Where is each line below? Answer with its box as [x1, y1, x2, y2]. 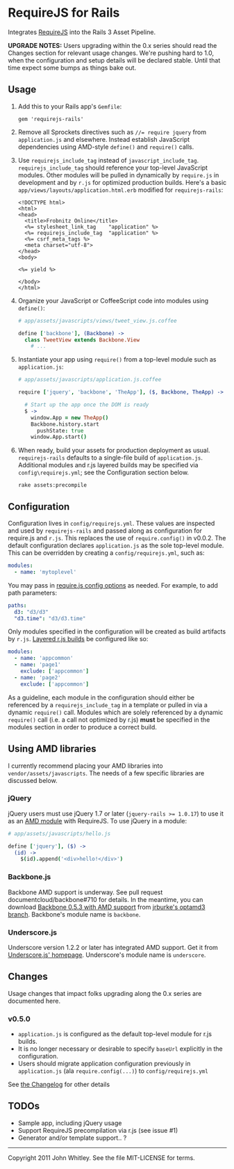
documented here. [8, 997, 61, 1005]
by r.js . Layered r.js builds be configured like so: [8, 635, 149, 643]
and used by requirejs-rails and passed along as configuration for [8, 526, 202, 535]
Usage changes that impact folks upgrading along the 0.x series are [8, 989, 202, 997]
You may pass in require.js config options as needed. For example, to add [8, 581, 218, 589]
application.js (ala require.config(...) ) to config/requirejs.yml [17, 1067, 209, 1075]
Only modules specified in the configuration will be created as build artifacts [8, 627, 226, 636]
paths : [8, 602, 27, 609]
